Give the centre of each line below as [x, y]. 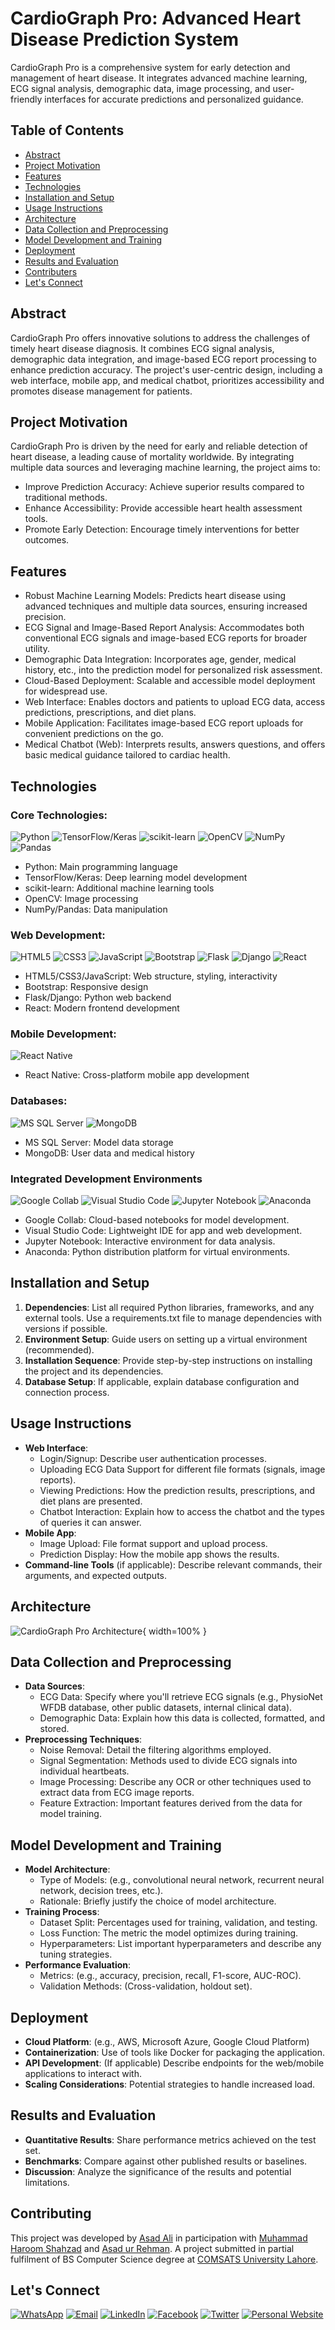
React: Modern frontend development [102, 1008]
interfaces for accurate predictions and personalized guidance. [174, 99]
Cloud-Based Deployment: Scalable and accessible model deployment [170, 681]
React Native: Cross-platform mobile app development [137, 1075]
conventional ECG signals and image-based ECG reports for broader [166, 638]
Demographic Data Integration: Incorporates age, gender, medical [160, 659]
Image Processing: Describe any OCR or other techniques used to [175, 1782]
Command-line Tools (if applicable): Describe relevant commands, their [173, 1564]
